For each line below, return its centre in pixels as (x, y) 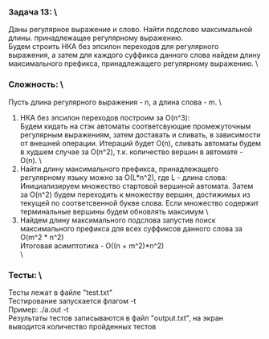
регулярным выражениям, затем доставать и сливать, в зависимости (140, 134)
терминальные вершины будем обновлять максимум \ (114, 211)
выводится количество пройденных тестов (82, 326)
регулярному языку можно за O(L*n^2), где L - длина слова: (123, 177)
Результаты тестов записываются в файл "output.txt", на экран (116, 318)
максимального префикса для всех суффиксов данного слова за (131, 228)
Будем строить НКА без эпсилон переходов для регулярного (114, 47)
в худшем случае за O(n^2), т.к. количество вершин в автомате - (131, 152)
